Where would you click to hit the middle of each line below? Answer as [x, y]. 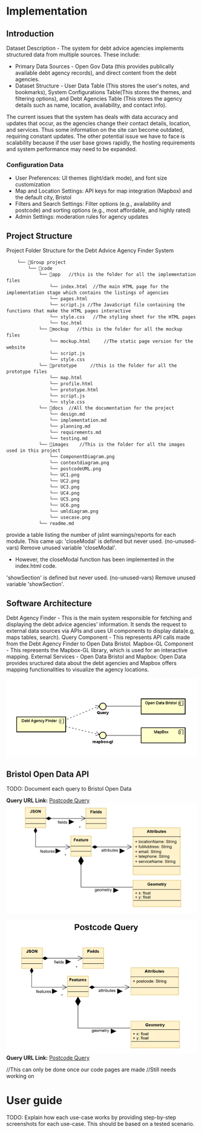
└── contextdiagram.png [80, 463]
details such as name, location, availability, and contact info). [91, 105]
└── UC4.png [64, 493]
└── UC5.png [64, 499]
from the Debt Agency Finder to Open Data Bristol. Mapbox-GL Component [100, 643]
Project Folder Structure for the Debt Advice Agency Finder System [90, 251]
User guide [34, 1101]
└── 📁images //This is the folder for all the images [112, 445]
